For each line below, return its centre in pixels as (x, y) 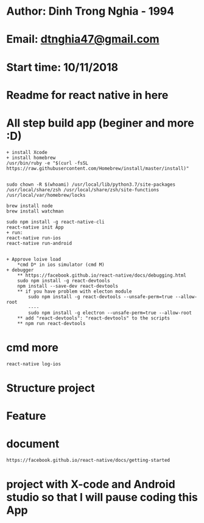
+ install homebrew (31, 158)
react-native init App (35, 227)
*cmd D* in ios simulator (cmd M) (61, 265)
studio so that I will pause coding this (102, 498)
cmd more (33, 347)
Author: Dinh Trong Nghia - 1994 (90, 11)
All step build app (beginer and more (100, 123)
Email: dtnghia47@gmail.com (83, 39)
